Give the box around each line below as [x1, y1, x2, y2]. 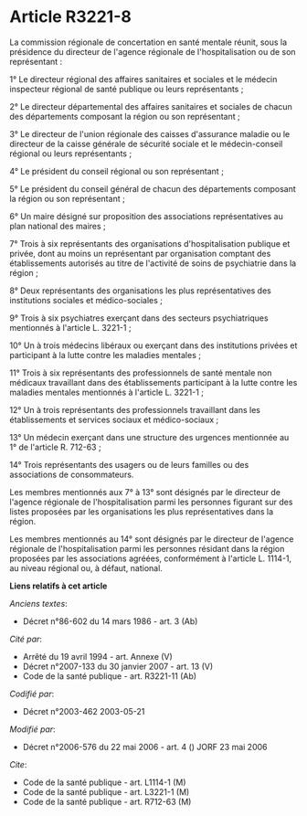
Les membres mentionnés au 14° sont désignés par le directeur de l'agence [9, 533, 294, 545]
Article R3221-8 [9, 6, 132, 27]
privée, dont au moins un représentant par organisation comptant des [9, 248, 271, 259]
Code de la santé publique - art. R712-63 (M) [22, 796, 192, 807]
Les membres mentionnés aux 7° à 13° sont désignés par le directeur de [9, 486, 281, 497]
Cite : [9, 758, 27, 769]
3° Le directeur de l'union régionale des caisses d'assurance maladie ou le [9, 128, 291, 139]
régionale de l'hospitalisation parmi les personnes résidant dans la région [9, 543, 285, 554]
